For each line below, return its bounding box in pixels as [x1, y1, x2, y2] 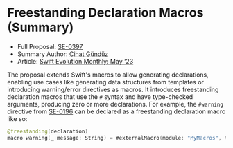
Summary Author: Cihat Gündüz [17, 50, 109, 58]
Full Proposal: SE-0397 [17, 42, 83, 50]
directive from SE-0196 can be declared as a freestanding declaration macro [7, 107, 226, 115]
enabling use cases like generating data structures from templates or [7, 77, 205, 86]
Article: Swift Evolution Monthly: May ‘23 [17, 57, 134, 65]
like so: [7, 114, 28, 122]
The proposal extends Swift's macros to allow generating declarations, [7, 71, 209, 79]
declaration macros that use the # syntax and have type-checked [7, 92, 193, 101]
